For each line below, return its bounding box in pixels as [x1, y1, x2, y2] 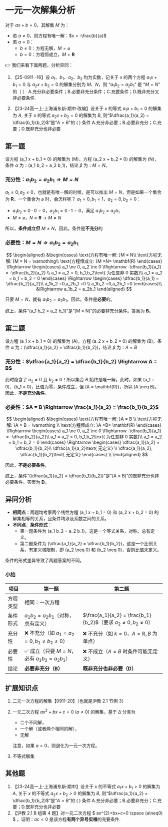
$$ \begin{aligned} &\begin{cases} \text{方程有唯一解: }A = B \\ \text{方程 [6, 416, 157, 422]
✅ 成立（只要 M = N [24, 648, 71, 655]
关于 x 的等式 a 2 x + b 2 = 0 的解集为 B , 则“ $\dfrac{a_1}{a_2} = [23, 112, 149, 120]
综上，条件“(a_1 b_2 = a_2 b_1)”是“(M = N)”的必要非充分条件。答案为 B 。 [5, 308, 153, 314]
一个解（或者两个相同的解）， [19, 726, 79, 732]
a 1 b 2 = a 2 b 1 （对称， [24, 612, 74, 620]
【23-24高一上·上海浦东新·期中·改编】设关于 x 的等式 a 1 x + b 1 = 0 [12, 105, 147, 112]
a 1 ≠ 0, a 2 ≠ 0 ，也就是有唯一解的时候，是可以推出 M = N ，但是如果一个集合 [5, 189, 161, 196]
